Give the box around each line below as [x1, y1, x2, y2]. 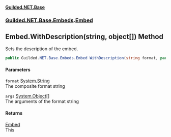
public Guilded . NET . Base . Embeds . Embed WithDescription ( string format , [5, 56, 158, 61]
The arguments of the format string [5, 98, 79, 105]
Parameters [5, 66, 31, 73]
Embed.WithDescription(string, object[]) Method [5, 32, 164, 41]
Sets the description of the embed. [5, 46, 78, 52]
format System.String [5, 78, 50, 84]
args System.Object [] [5, 93, 50, 99]
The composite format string [5, 83, 65, 89]
